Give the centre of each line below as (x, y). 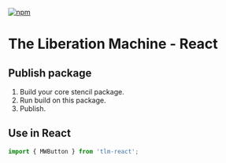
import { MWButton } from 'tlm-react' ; (74, 151)
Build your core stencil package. (72, 92)
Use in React (39, 133)
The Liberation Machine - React (113, 44)
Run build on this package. (63, 100)
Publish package (50, 73)
